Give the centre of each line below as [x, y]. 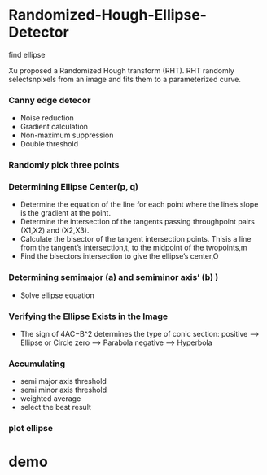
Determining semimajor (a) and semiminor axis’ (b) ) [114, 277]
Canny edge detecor [50, 100]
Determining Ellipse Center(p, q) [73, 187]
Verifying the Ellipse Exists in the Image [88, 316]
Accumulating [37, 364]
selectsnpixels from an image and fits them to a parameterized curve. [125, 79]
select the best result [56, 407]
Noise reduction [47, 118]
